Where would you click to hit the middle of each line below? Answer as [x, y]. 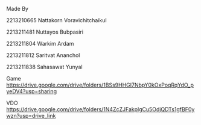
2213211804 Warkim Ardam [40, 44]
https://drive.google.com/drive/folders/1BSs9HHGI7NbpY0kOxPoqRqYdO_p [100, 85]
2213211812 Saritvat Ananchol [43, 55]
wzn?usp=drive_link [31, 116]
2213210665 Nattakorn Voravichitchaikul [56, 20]
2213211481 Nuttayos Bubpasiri [45, 32]
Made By [18, 9]
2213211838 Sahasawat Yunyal [44, 67]
